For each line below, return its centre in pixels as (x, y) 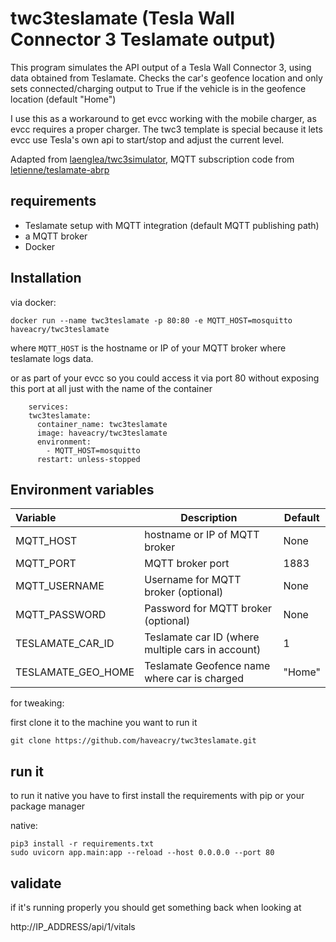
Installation (46, 278)
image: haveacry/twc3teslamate (102, 433)
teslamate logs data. (52, 358)
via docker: (33, 302)
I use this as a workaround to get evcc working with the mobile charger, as (163, 118)
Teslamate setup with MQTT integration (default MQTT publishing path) (172, 225)
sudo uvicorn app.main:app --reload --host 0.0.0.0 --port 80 (142, 853)
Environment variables (82, 489)
